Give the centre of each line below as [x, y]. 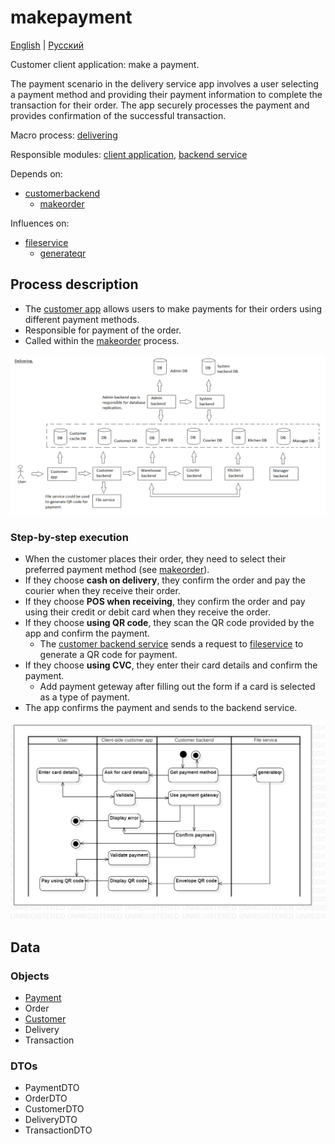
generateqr [63, 253]
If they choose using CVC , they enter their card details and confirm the [171, 665]
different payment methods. [82, 319]
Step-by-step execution [69, 537]
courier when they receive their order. [102, 590]
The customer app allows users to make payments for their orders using [173, 308]
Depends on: [36, 173]
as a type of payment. [85, 697]
